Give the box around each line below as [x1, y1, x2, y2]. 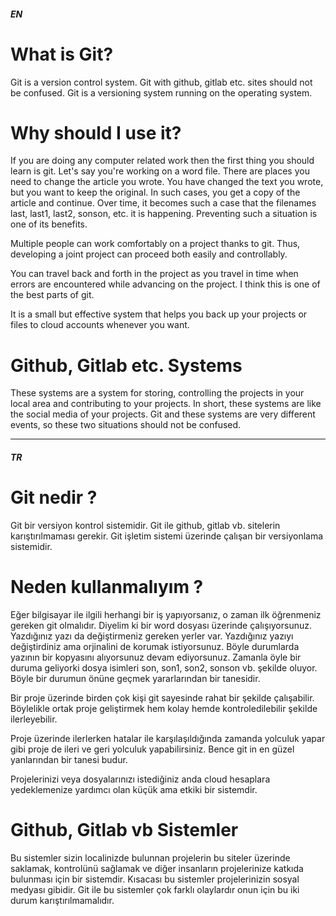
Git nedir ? [10, 486, 98, 509]
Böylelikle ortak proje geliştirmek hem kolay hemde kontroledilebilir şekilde [10, 702, 318, 714]
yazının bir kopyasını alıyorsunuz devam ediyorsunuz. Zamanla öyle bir [10, 651, 302, 663]
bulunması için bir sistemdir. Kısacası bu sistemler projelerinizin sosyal [10, 873, 300, 885]
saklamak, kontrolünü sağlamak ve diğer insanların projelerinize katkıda [10, 862, 304, 874]
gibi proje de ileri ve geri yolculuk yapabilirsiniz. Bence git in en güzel [10, 743, 295, 755]
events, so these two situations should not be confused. [10, 419, 242, 431]
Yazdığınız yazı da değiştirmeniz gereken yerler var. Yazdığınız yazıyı [10, 630, 294, 642]
